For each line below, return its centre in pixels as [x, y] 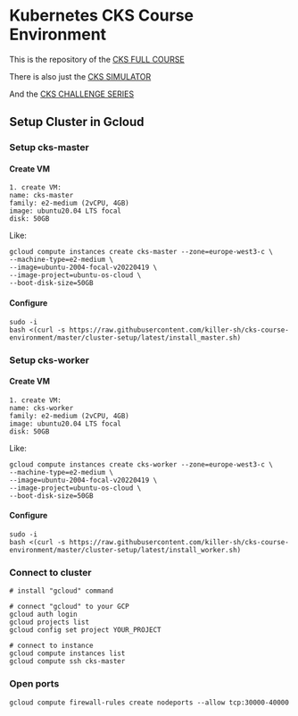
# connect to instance [51, 646]
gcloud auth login [43, 615]
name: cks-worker [41, 408]
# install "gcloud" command [62, 591]
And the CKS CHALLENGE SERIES [72, 94]
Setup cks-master [49, 147]
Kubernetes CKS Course [102, 16]
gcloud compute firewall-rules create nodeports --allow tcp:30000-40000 [149, 703]
